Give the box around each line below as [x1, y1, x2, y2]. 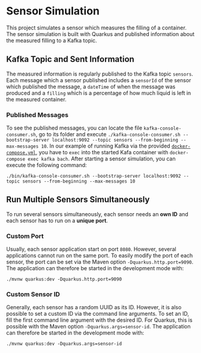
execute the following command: [6, 161, 87, 169]
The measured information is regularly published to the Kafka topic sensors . [6, 70, 194, 77]
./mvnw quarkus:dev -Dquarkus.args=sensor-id [6, 341, 122, 347]
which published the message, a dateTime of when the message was [6, 83, 176, 90]
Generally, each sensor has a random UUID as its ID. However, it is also [6, 304, 182, 311]
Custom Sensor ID [6, 290, 60, 298]
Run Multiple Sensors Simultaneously [6, 195, 150, 205]
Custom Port [6, 232, 44, 240]
